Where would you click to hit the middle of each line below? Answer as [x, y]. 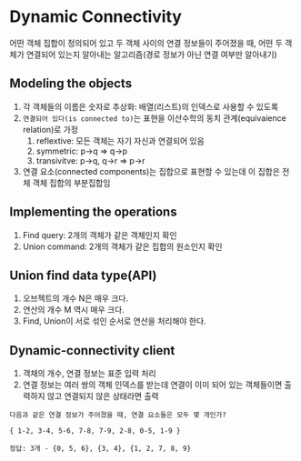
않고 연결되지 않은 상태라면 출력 [103, 396]
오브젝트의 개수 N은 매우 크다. [75, 298]
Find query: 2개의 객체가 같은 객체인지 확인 [100, 235]
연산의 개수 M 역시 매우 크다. [73, 310]
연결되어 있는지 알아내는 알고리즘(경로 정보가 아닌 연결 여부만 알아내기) [151, 54]
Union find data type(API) [83, 275]
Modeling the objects [71, 84]
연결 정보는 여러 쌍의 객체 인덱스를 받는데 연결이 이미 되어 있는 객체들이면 [152, 385]
